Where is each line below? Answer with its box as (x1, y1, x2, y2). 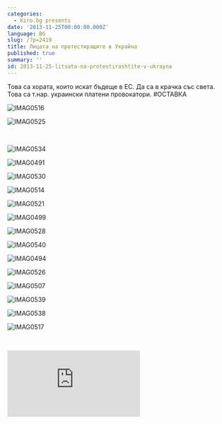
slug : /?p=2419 (7, 37, 52, 44)
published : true (7, 50, 55, 57)
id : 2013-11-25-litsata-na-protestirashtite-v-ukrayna (7, 63, 173, 70)
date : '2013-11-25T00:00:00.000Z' (7, 23, 110, 30)
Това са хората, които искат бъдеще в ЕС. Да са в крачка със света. (7, 82, 216, 90)
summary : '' (7, 57, 42, 64)
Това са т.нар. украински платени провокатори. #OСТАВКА (7, 90, 187, 98)
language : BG (7, 30, 46, 37)
